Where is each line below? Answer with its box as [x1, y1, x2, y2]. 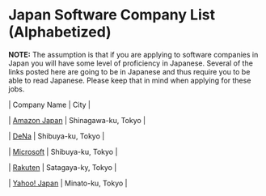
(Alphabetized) [8, 23, 112, 41]
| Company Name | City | [8, 100, 91, 109]
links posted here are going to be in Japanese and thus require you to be [8, 66, 251, 76]
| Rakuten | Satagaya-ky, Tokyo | [8, 162, 117, 172]
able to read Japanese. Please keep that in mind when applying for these [8, 75, 251, 85]
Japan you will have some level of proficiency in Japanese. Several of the [8, 58, 253, 68]
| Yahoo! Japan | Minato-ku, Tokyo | [8, 178, 128, 188]
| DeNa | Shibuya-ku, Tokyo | [8, 131, 105, 141]
